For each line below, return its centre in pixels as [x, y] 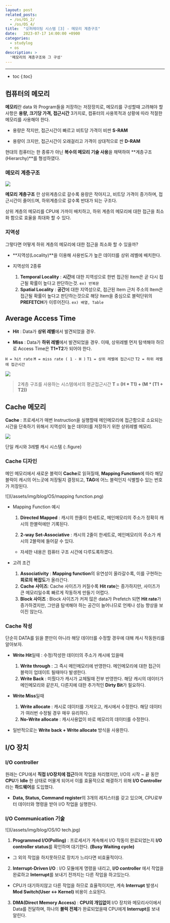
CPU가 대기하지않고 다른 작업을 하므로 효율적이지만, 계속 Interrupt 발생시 [85, 885]
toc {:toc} [23, 76]
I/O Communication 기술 [35, 818]
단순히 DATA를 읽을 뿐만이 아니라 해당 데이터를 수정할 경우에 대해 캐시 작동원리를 [85, 638]
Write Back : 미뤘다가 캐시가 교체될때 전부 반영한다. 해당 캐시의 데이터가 [92, 679]
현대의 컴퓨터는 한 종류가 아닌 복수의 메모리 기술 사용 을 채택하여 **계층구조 [79, 152]
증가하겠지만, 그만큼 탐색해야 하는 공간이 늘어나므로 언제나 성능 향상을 [89, 605]
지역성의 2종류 [27, 266]
